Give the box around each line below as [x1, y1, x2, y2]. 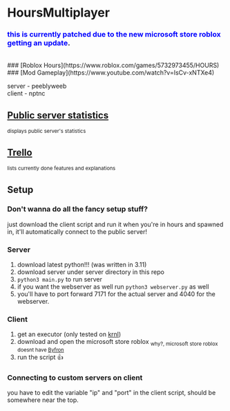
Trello [7, 147, 32, 158]
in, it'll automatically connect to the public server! [7, 227, 147, 236]
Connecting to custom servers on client [7, 373, 143, 383]
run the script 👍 [17, 353, 64, 361]
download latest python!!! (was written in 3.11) [17, 261, 147, 269]
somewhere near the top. [7, 396, 79, 404]
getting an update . [7, 38, 70, 48]
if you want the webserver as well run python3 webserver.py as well [17, 282, 209, 291]
